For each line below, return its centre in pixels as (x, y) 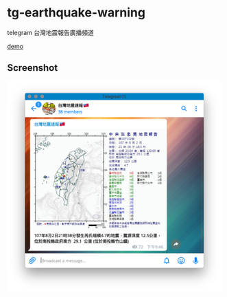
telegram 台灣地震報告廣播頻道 (51, 32)
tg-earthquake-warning (76, 13)
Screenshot (33, 68)
